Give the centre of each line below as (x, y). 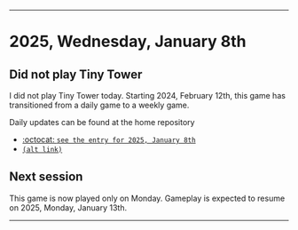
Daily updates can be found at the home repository (102, 122)
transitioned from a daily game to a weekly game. (99, 105)
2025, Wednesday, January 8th (128, 42)
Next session (46, 177)
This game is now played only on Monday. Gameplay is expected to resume (147, 198)
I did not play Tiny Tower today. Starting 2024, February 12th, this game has (148, 95)
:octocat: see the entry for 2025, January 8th (109, 139)
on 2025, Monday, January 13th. (68, 207)
